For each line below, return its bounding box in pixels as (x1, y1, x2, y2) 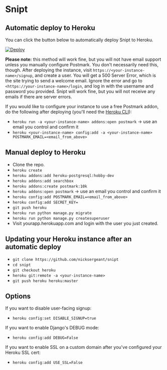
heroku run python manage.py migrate (12, 210, 92, 216)
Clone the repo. (12, 161, 45, 167)
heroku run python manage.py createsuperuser (12, 216, 110, 221)
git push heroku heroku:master (12, 278, 78, 284)
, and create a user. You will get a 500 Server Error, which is (32, 72, 156, 78)
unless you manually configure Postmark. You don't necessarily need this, (5, 62, 159, 67)
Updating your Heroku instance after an (5, 235, 132, 243)
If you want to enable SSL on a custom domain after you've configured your (5, 344, 162, 350)
